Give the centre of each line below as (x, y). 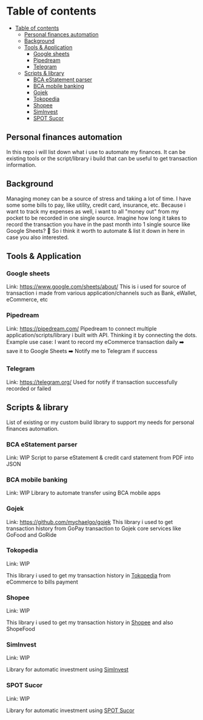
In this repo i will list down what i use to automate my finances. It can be (96, 152)
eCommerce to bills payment (42, 582)
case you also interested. (38, 237)
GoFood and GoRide (32, 534)
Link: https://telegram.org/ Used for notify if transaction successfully (92, 382)
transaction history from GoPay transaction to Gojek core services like (94, 528)
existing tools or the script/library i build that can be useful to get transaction (102, 158)
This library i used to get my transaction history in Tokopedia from (88, 575)
